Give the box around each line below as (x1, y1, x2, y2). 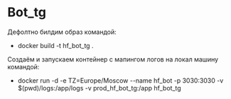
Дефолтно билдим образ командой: (7, 28, 117, 36)
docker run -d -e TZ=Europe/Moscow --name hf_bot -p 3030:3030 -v (17, 76, 224, 85)
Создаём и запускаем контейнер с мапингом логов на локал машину (7, 54, 219, 64)
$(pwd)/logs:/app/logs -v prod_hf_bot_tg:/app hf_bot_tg (17, 83, 181, 92)
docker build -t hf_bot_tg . (17, 41, 94, 49)
